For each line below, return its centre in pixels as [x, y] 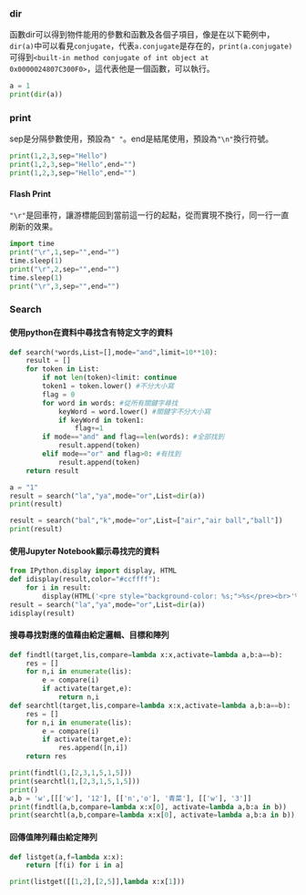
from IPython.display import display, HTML [93, 571]
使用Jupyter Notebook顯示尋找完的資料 [85, 550]
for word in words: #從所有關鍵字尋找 [110, 403]
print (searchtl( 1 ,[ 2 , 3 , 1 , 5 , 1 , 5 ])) [75, 781]
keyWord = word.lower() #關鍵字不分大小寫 [134, 411]
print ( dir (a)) [36, 95]
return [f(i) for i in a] [75, 865]
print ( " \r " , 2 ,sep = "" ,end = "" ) [65, 269]
